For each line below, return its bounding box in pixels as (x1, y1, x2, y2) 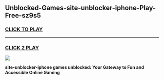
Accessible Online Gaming (5, 69, 60, 75)
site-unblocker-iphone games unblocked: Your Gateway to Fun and (5, 64, 144, 70)
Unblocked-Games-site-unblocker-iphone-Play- (5, 4, 156, 12)
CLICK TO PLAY (5, 26, 43, 33)
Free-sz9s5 (5, 12, 41, 20)
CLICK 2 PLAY (5, 44, 39, 51)
